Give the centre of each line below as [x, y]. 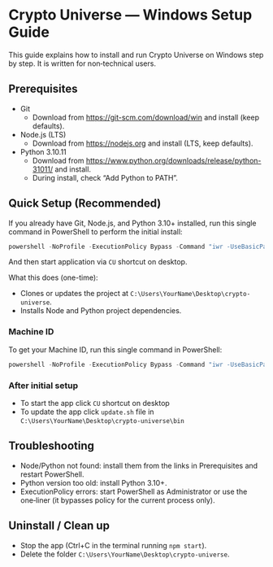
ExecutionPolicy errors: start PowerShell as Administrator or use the [134, 491]
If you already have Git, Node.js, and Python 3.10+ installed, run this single [133, 223]
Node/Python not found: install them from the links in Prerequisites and [139, 465]
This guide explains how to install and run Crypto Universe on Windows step [136, 55]
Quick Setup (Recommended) [85, 204]
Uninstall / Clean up [59, 526]
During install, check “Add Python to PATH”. [105, 177]
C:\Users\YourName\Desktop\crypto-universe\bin [102, 421]
